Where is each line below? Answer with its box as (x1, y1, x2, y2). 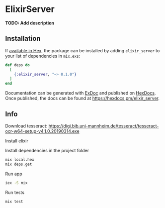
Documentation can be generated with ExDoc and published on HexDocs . (5, 90, 156, 96)
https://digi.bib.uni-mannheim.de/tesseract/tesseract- (48, 123, 159, 129)
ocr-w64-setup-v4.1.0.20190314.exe (5, 128, 80, 134)
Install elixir (5, 138, 28, 144)
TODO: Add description (5, 20, 55, 26)
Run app (5, 171, 22, 177)
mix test (5, 199, 23, 204)
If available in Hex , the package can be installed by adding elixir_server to (5, 47, 160, 53)
